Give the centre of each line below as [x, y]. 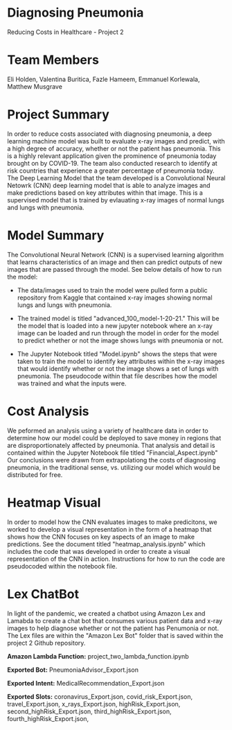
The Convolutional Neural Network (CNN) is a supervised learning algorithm [116, 254]
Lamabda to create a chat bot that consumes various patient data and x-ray [115, 620]
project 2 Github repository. [46, 643]
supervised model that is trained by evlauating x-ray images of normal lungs [116, 200]
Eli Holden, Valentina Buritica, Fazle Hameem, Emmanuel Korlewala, [104, 79]
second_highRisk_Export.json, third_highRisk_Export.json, [89, 711]
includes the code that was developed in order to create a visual [99, 551]
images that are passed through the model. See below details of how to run [115, 269]
